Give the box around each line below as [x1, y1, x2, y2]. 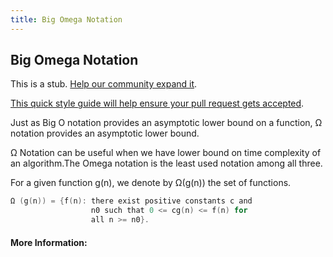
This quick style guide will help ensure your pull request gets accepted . [10, 97, 305, 110]
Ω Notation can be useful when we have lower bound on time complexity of [10, 147, 322, 159]
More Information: [10, 236, 88, 248]
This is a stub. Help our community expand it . [10, 78, 198, 90]
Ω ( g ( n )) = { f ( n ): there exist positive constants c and [10, 196, 253, 206]
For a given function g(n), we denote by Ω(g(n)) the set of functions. [10, 177, 292, 189]
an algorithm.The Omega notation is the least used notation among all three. [10, 157, 323, 170]
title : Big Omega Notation [10, 14, 123, 25]
